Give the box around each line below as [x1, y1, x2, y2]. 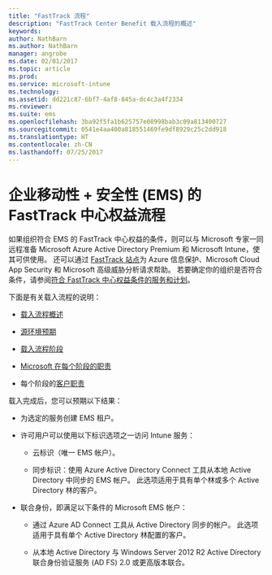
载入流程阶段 [19, 344, 63, 354]
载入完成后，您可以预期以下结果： [8, 396, 123, 406]
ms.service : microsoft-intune [8, 80, 111, 88]
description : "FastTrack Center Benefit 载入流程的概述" [8, 20, 196, 28]
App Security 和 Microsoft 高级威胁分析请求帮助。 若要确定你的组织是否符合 [8, 265, 262, 275]
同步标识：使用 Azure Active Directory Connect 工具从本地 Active [32, 465, 252, 475]
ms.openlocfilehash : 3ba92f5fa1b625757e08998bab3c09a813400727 [8, 118, 227, 126]
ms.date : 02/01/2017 [8, 58, 79, 66]
